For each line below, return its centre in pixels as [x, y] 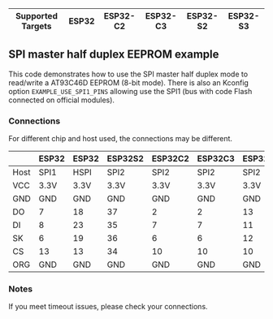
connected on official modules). [62, 100]
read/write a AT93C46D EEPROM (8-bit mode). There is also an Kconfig [129, 82]
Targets [37, 26]
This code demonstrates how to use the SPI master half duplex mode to [128, 74]
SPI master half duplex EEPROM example [114, 55]
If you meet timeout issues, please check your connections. [108, 307]
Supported [37, 16]
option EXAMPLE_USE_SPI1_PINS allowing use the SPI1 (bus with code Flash [130, 91]
